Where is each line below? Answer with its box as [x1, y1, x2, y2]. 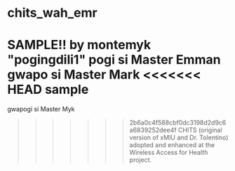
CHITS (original [177, 126, 222, 135]
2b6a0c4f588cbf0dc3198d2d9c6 [129, 118, 227, 127]
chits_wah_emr [7, 5, 98, 21]
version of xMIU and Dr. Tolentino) [129, 133, 229, 142]
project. [129, 156, 152, 164]
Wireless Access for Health [129, 149, 208, 157]
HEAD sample [7, 82, 89, 97]
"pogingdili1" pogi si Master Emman [7, 52, 221, 68]
